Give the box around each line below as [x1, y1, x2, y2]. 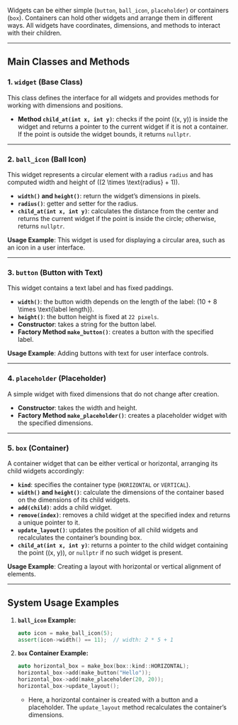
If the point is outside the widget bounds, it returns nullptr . [17, 129, 191, 138]
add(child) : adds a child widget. [17, 503, 112, 511]
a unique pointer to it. [17, 518, 80, 527]
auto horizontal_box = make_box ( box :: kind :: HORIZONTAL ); [17, 662, 190, 670]
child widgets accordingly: [7, 466, 84, 475]
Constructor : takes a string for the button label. [17, 320, 157, 329]
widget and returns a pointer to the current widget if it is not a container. [17, 122, 229, 131]
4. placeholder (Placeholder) [7, 373, 106, 383]
